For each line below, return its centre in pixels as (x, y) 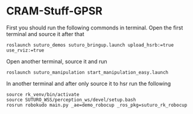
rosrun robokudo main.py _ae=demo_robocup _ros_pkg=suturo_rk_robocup (97, 105)
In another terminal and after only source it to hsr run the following (89, 83)
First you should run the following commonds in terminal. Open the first (95, 28)
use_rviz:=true (25, 50)
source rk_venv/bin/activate (43, 94)
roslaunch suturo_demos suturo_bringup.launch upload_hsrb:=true (90, 45)
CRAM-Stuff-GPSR (54, 11)
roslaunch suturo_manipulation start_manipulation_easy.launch (87, 72)
